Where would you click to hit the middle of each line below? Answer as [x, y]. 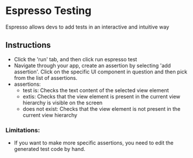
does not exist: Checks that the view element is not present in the [101, 108]
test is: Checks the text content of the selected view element [96, 90]
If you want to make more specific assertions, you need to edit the [94, 143]
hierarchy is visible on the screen [63, 103]
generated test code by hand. [49, 149]
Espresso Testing [49, 11]
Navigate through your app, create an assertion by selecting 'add [92, 65]
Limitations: [23, 130]
